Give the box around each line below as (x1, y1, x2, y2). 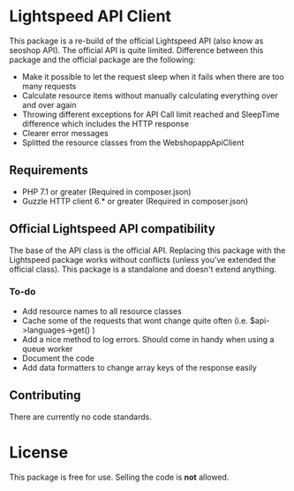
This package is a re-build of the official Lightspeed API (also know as (9, 35, 264, 46)
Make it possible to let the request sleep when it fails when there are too (21, 71, 284, 81)
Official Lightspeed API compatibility (9, 221, 216, 236)
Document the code (21, 352, 94, 364)
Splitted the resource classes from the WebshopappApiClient (21, 137, 245, 148)
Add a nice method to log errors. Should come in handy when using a (21, 334, 275, 344)
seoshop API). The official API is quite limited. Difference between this (9, 44, 264, 55)
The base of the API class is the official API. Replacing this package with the (9, 245, 286, 256)
